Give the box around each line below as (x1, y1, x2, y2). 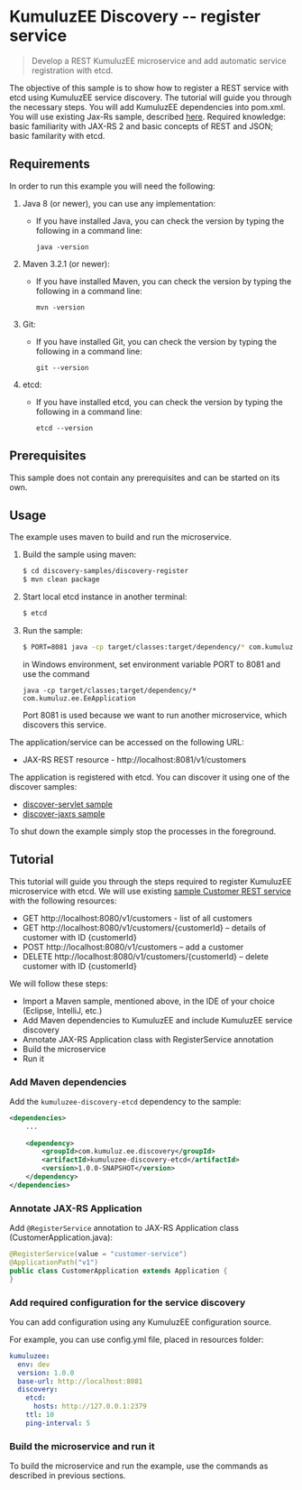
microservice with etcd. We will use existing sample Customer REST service (9, 885, 291, 896)
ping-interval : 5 (25, 1419, 91, 1428)
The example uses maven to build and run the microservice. (9, 532, 232, 542)
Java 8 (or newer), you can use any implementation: (22, 198, 216, 208)
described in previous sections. (9, 1470, 126, 1481)
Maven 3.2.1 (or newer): (22, 258, 110, 269)
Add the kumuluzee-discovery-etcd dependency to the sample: (9, 1096, 242, 1106)
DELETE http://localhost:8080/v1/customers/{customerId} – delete (22, 950, 269, 962)
